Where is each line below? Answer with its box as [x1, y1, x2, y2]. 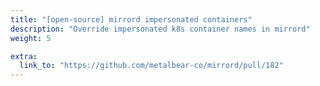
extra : [10, 51, 38, 61]
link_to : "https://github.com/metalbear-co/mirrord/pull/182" [19, 61, 284, 71]
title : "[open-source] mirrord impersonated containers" [10, 14, 253, 25]
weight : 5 [10, 33, 52, 43]
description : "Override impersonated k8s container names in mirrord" [10, 24, 311, 34]
